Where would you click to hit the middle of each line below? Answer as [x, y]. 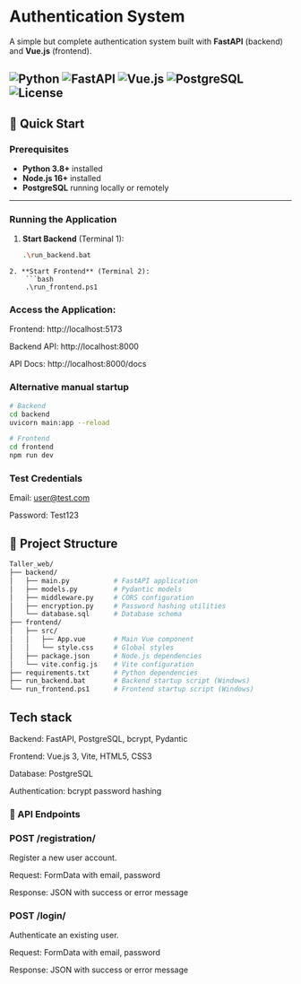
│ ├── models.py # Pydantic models [95, 589]
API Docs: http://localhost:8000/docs [78, 364]
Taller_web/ [31, 564]
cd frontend [31, 447]
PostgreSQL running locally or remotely [95, 188]
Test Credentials [46, 478]
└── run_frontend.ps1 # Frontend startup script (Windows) [132, 689]
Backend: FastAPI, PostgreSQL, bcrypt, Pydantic [99, 738]
